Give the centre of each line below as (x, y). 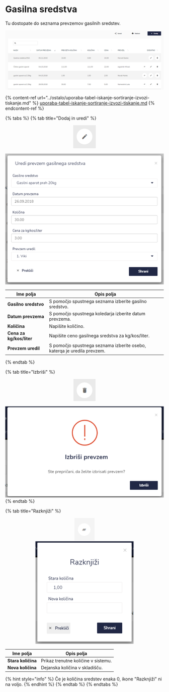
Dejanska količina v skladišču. (72, 668)
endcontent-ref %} (25, 108)
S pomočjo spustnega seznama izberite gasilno (98, 302)
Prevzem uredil (24, 348)
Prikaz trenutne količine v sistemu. (76, 661)
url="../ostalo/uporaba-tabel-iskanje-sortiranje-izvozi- (94, 97)
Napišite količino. (67, 326)
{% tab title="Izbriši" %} (30, 372)
